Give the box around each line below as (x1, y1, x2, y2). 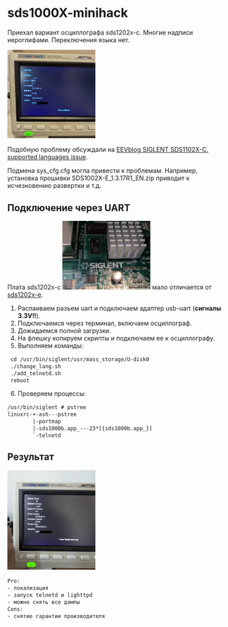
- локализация (7, 585, 49, 592)
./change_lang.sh (10, 362, 61, 370)
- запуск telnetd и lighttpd (7, 592, 93, 599)
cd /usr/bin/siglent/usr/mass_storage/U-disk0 (10, 355, 150, 363)
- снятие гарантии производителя (7, 613, 106, 620)
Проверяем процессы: (17, 389, 87, 398)
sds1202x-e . (7, 290, 44, 298)
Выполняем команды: (17, 341, 84, 350)
